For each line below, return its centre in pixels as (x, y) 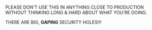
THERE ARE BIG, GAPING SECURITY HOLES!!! (53, 22)
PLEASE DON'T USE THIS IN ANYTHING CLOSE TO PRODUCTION (74, 7)
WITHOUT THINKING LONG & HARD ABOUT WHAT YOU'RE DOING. (76, 12)
